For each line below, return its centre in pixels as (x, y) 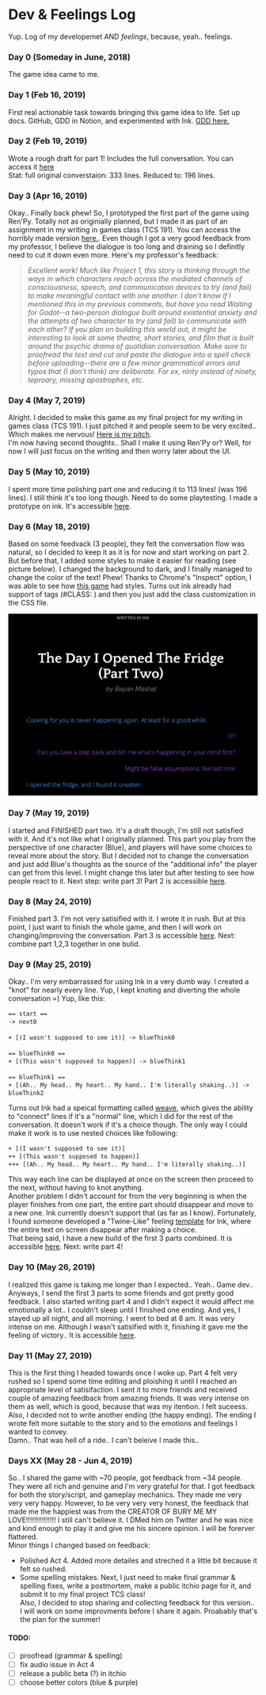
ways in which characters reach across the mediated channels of (135, 279)
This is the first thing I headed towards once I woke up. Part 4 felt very (123, 1373)
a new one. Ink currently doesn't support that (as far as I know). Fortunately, (132, 1213)
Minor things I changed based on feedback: (79, 1545)
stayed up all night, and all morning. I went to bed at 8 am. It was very (122, 1318)
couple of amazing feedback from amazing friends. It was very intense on (129, 1398)
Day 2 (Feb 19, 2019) (48, 141)
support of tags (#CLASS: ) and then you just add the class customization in (132, 594)
